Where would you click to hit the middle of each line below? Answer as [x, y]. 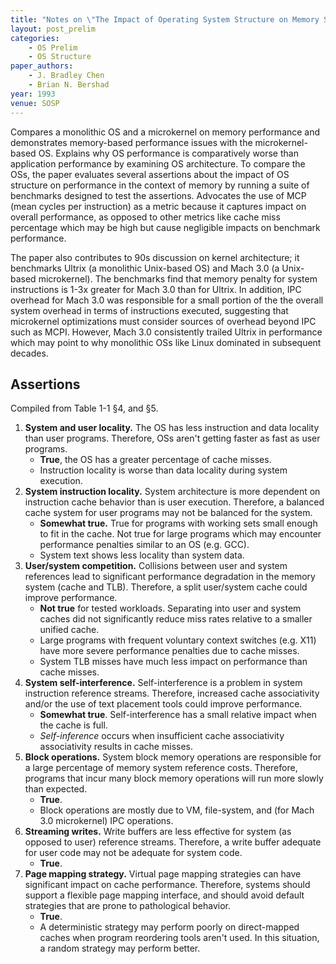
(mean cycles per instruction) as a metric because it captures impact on [158, 206]
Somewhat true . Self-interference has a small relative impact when [178, 715]
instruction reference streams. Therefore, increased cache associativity [172, 693]
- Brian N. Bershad [69, 85]
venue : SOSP [35, 103]
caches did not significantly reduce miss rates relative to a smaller [176, 619]
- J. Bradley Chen [66, 76]
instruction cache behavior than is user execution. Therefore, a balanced [174, 502]
